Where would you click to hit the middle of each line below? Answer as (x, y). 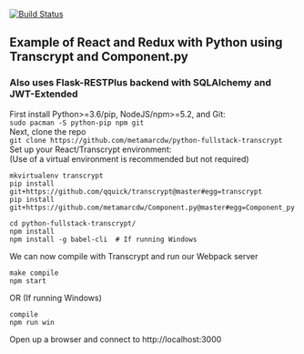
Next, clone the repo (48, 131)
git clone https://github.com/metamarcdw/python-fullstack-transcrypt (146, 140)
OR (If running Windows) (56, 298)
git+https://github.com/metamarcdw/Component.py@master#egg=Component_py (152, 207)
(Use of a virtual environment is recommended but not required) (129, 158)
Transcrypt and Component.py (99, 57)
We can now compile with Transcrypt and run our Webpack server (134, 256)
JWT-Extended (44, 94)
